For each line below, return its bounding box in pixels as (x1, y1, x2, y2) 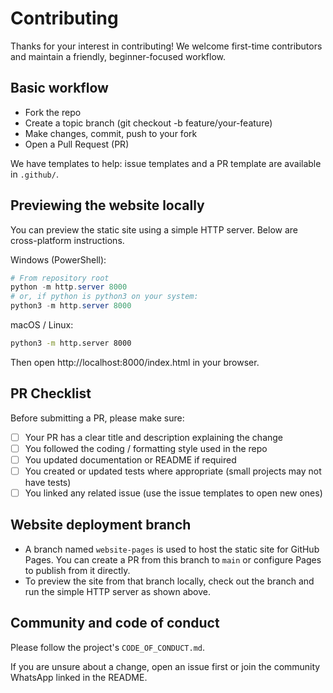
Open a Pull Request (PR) (24, 138, 130, 150)
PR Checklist (10, 385, 92, 402)
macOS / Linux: (10, 319, 74, 331)
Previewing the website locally (10, 197, 205, 214)
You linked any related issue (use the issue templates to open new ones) (24, 487, 323, 499)
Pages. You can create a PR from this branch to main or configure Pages (24, 553, 322, 566)
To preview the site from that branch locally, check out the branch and (24, 575, 315, 587)
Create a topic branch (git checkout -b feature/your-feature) (24, 117, 273, 129)
